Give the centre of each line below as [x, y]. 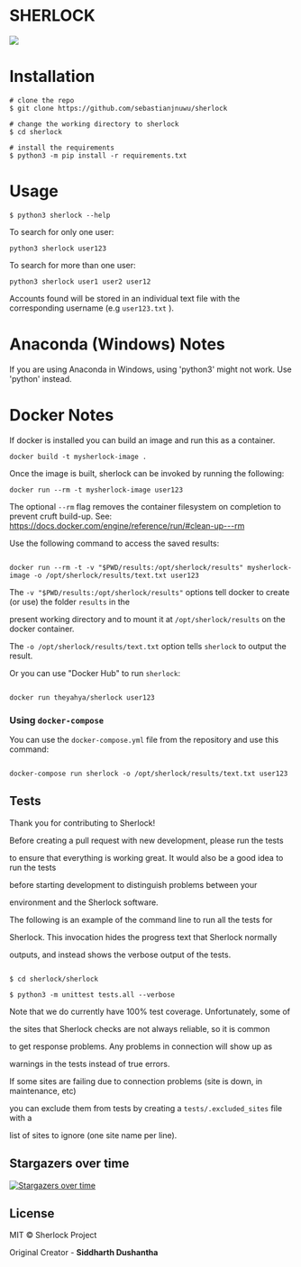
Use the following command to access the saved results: [114, 543]
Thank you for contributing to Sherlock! [82, 823]
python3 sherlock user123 [58, 249]
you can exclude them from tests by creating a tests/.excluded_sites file [146, 1108]
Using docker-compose [57, 719]
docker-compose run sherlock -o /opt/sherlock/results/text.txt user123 [149, 774]
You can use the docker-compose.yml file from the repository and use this [144, 739]
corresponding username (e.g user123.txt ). [91, 308]
